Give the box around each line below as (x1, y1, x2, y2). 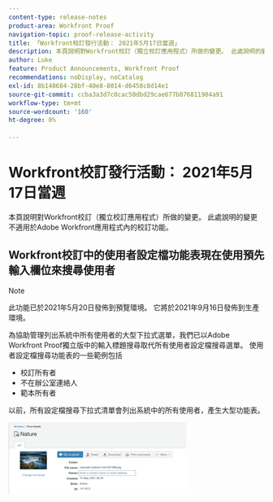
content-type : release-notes (8, 13, 107, 21)
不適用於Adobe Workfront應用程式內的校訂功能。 (8, 222, 173, 232)
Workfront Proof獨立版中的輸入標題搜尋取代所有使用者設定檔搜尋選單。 (8, 340, 248, 350)
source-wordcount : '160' (8, 107, 93, 116)
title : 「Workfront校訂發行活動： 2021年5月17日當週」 (8, 39, 181, 47)
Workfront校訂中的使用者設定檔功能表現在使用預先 (8, 248, 265, 262)
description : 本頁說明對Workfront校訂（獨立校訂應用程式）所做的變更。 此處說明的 (8, 47, 262, 56)
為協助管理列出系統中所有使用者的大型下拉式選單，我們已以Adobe (8, 330, 230, 339)
